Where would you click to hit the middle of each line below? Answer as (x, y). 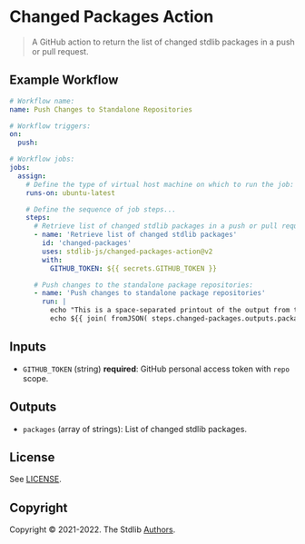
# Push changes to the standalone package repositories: (143, 285)
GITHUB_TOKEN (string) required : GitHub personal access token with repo (156, 369)
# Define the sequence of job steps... (101, 209)
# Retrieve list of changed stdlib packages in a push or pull (156, 226)
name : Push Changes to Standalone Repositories (101, 109)
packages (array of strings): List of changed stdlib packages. (135, 429)
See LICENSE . (35, 480)
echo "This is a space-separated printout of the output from (170, 311)
